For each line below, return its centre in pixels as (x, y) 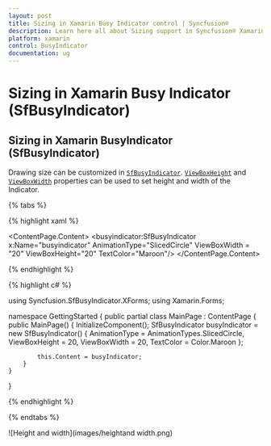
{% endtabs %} (34, 417)
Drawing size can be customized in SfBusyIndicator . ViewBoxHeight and (127, 172)
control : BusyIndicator (48, 46)
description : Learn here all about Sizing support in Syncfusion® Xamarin (137, 31)
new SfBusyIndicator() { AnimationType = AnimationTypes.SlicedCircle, (126, 333)
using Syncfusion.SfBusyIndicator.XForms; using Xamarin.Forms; (117, 301)
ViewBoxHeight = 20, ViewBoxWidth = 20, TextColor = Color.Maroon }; (126, 342)
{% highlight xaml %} (44, 221)
